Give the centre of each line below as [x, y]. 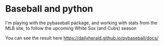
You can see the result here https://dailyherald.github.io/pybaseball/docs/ [82, 38]
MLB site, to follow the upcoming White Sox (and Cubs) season [71, 28]
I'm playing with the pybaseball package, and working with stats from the [81, 23]
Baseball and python [49, 9]
